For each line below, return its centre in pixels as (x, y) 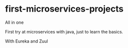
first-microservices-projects (64, 9)
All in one (14, 22)
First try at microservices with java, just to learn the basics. (64, 32)
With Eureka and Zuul (27, 41)
